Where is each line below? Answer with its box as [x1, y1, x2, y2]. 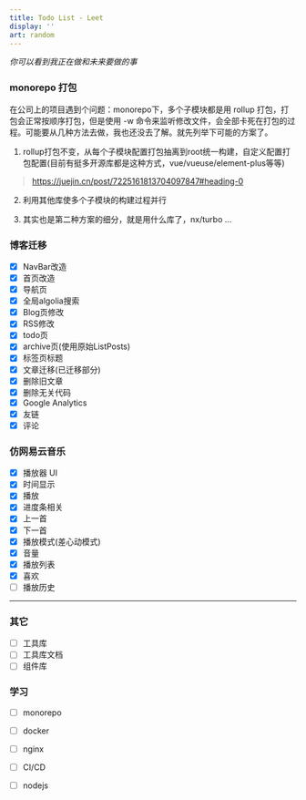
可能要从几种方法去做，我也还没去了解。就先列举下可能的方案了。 [25, 127, 273, 138]
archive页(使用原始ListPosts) [22, 341, 131, 352]
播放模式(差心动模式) [22, 536, 101, 547]
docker [22, 725, 50, 736]
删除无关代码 [22, 386, 71, 397]
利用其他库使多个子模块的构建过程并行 [22, 194, 167, 205]
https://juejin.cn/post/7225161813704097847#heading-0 [31, 175, 244, 187]
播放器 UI [22, 467, 57, 478]
